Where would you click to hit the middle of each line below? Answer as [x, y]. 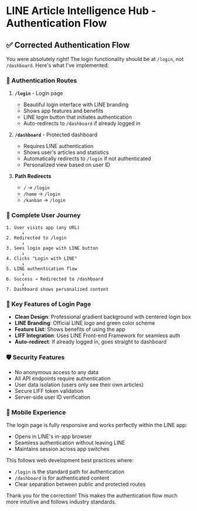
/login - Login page [39, 93]
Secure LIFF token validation [49, 391]
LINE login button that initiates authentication [77, 117]
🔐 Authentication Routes [42, 80]
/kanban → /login [44, 200]
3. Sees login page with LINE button [52, 248]
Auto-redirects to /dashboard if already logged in [82, 123]
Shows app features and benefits [63, 111]
